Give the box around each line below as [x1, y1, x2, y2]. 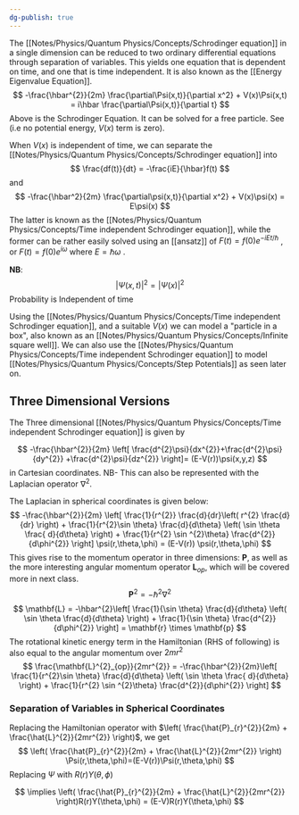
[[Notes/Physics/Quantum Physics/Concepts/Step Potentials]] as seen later [9, 358, 287, 369]
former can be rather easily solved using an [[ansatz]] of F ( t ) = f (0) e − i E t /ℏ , [9, 234, 284, 246]
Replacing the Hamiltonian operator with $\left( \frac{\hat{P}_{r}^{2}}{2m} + [9, 722, 288, 733]
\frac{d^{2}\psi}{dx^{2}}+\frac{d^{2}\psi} [131, 444, 283, 455]
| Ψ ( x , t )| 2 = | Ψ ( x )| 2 [115, 278, 185, 290]
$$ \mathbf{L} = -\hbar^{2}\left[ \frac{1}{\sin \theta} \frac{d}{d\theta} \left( [12, 603, 287, 614]
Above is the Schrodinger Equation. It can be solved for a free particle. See [9, 112, 285, 123]
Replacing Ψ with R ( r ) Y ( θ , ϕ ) [9, 769, 113, 780]
